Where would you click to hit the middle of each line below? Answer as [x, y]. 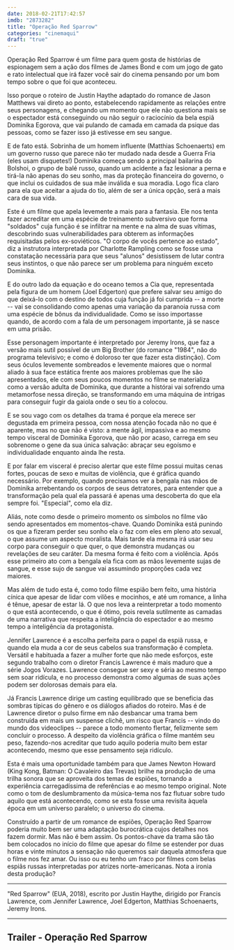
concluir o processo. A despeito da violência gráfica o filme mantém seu [111, 736]
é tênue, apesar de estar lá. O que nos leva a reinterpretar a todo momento [115, 604]
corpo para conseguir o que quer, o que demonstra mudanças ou [101, 546]
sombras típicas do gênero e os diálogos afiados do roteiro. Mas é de [107, 706]
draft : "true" [28, 40]
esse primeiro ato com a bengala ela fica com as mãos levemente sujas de [114, 561]
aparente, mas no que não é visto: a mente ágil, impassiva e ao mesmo [109, 430]
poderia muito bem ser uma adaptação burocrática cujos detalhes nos [108, 829]
